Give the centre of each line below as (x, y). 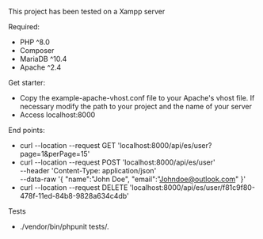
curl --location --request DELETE (74, 188)
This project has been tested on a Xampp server (87, 11)
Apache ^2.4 (40, 67)
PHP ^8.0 (34, 42)
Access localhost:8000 (57, 115)
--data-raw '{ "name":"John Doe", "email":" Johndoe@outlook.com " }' (133, 179)
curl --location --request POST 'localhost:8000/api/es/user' (117, 162)
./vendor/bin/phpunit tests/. (64, 226)
